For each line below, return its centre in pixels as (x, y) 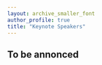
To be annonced (43, 54)
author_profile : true (39, 20)
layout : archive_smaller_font (51, 13)
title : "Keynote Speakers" (46, 26)
